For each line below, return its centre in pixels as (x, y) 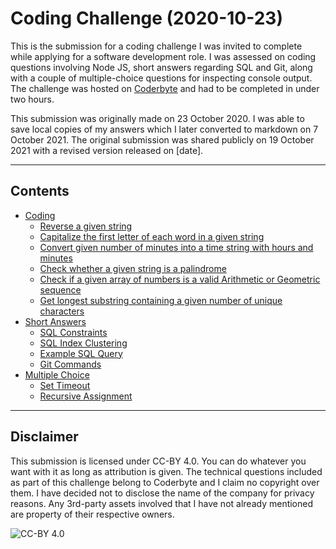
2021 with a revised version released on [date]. (107, 150)
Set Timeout (65, 385)
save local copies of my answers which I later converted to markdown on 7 (164, 129)
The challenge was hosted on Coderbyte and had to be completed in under (165, 88)
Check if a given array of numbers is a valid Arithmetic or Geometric (180, 279)
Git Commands (70, 364)
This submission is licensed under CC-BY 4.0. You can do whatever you (158, 461)
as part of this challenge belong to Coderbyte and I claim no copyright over (165, 482)
